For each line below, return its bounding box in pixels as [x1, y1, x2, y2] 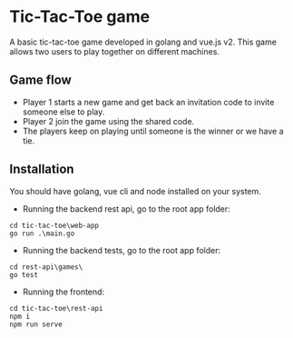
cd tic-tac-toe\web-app [9, 221, 100, 230]
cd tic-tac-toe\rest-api [9, 303, 103, 313]
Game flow [9, 73, 73, 88]
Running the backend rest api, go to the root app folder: [22, 203, 231, 214]
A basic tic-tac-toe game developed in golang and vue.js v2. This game [9, 36, 277, 47]
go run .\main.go [9, 229, 75, 238]
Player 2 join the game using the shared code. [22, 115, 195, 126]
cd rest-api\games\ [9, 262, 83, 272]
